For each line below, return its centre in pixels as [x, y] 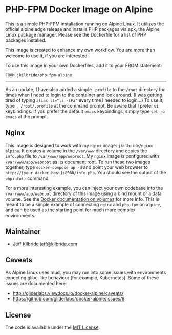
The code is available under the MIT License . [53, 327]
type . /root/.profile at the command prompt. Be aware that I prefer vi [82, 105]
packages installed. [26, 40]
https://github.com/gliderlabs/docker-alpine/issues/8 [69, 299]
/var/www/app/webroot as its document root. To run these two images [78, 162]
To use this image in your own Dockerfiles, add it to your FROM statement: [84, 65]
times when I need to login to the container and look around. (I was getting [84, 95]
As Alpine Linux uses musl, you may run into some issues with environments [86, 272]
